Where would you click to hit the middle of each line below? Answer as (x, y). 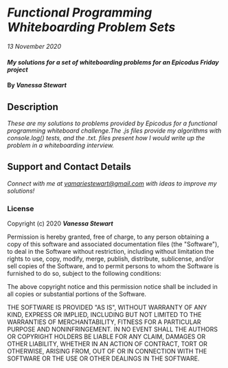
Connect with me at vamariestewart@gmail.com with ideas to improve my (112, 183)
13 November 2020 (34, 46)
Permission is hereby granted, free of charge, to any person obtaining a (108, 237)
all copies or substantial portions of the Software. (77, 294)
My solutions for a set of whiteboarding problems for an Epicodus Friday (113, 62)
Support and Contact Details (69, 167)
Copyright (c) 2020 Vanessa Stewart (60, 224)
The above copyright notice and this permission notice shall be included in (112, 287)
